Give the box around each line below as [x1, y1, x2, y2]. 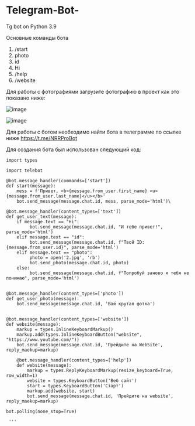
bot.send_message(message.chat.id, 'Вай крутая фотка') [16, 301, 156, 306]
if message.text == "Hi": [16, 219, 80, 224]
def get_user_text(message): [6, 213, 77, 220]
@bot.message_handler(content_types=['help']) [16, 357, 132, 363]
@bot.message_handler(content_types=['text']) [6, 209, 121, 214]
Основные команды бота [6, 34, 69, 41]
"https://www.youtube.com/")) [6, 336, 80, 343]
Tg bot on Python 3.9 [6, 23, 57, 30]
